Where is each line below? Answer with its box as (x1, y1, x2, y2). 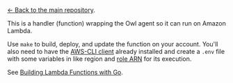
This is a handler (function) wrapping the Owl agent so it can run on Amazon (7, 19, 226, 27)
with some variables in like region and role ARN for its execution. (7, 55, 192, 63)
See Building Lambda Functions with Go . (7, 68, 124, 76)
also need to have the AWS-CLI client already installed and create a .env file (7, 48, 225, 55)
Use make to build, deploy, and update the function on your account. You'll (7, 40, 218, 48)
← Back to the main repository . (7, 6, 95, 14)
